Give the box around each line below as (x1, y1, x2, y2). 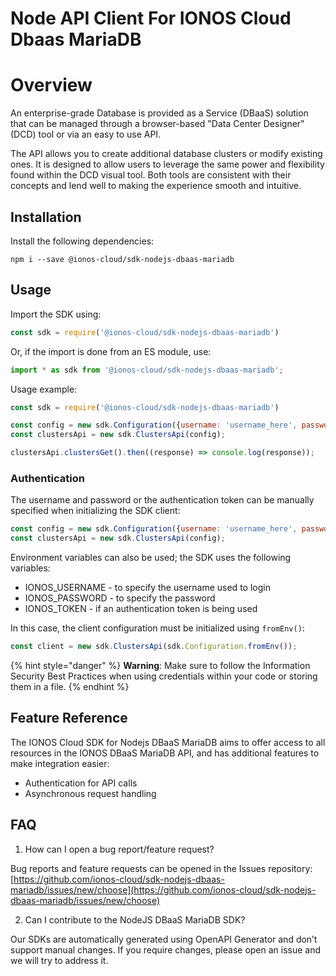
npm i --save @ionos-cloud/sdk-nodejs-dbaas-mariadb (10, 254, 235, 264)
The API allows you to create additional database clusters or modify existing (10, 148, 323, 160)
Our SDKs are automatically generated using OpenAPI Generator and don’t (10, 933, 318, 945)
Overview (10, 74, 93, 97)
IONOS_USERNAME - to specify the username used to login (24, 582, 271, 594)
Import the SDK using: (10, 308, 102, 320)
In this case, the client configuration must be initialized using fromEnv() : (10, 622, 305, 634)
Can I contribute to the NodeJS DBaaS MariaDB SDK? (24, 913, 246, 926)
